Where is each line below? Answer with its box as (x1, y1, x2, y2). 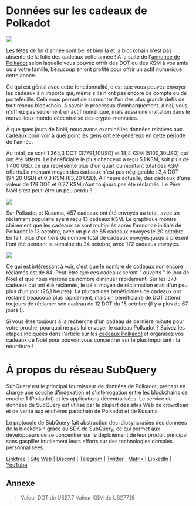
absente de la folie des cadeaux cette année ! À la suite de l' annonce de (6, 53, 180, 60)
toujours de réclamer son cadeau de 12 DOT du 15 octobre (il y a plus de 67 (6, 300, 188, 307)
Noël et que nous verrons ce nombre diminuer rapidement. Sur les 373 (6, 275, 177, 282)
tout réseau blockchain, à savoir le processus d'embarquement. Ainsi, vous (6, 101, 188, 109)
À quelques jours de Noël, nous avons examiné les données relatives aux (6, 125, 183, 133)
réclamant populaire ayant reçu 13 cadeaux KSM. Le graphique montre (6, 215, 177, 222)
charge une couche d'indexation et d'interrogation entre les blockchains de (6, 389, 188, 396)
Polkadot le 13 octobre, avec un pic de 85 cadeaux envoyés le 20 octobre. (6, 227, 185, 235)
